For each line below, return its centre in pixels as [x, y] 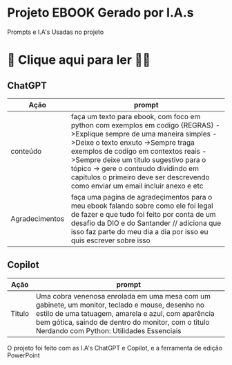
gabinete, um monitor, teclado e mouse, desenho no [120, 305]
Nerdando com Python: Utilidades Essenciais [108, 330]
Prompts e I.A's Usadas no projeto [56, 32]
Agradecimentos [37, 218]
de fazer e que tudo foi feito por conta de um [143, 214]
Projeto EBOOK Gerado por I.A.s [100, 13]
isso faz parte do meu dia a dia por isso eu [139, 231]
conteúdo [26, 151]
